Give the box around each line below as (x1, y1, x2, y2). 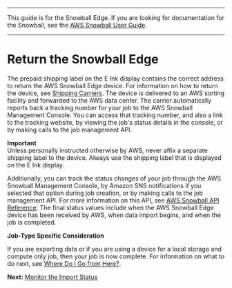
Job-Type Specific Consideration (7, 232, 105, 240)
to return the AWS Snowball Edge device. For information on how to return (7, 81, 219, 90)
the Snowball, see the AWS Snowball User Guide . (7, 21, 147, 29)
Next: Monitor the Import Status (7, 273, 98, 281)
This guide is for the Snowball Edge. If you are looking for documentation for (7, 14, 224, 21)
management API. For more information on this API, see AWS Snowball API (7, 196, 220, 204)
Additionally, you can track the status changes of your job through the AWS (7, 174, 222, 183)
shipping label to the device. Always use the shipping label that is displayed (7, 153, 222, 162)
